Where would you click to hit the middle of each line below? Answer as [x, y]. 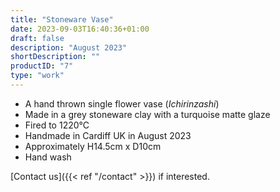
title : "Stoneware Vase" [62, 19]
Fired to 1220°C [57, 125]
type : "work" [37, 76]
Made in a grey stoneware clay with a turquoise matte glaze [147, 114]
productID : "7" [42, 66]
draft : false [37, 38]
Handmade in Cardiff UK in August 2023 [108, 135]
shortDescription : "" [55, 57]
